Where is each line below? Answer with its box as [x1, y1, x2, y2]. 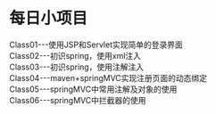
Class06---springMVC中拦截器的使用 [9, 94, 146, 105]
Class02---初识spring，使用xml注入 [9, 50, 141, 61]
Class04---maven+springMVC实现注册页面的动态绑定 [9, 72, 208, 83]
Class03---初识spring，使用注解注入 [9, 61, 145, 72]
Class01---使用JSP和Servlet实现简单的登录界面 [9, 39, 183, 50]
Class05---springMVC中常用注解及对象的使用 [9, 84, 178, 94]
